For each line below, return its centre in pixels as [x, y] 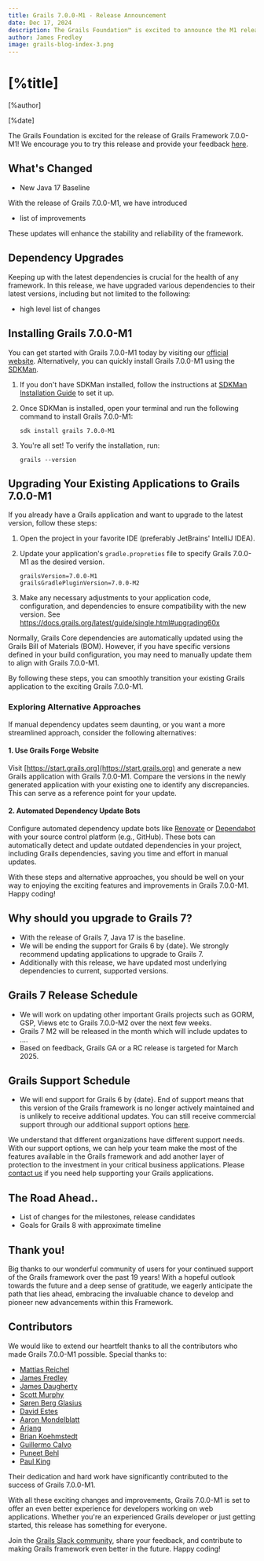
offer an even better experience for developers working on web [111, 1508]
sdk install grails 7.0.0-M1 [67, 431]
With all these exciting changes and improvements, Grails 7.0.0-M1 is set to [129, 1500]
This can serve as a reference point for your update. [92, 793]
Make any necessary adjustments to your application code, [115, 598]
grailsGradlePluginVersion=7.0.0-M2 [79, 583]
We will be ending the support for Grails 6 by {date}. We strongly [124, 945]
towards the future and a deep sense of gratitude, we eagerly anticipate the [130, 1286]
